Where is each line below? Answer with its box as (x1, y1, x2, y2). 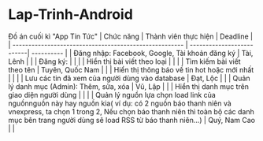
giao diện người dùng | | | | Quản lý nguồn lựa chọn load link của (8, 90, 217, 99)
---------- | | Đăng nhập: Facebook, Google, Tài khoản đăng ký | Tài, (31, 48, 254, 58)
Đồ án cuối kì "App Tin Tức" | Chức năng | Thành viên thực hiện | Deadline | (8, 32, 254, 41)
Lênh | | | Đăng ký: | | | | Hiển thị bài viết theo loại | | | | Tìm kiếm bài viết (8, 57, 242, 66)
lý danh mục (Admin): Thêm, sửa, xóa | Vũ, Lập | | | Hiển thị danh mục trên (8, 81, 250, 91)
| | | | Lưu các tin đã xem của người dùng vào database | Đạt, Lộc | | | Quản (8, 73, 250, 83)
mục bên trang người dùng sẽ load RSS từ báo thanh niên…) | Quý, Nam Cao (8, 115, 256, 124)
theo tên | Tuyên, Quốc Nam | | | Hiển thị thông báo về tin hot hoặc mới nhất (8, 65, 254, 74)
